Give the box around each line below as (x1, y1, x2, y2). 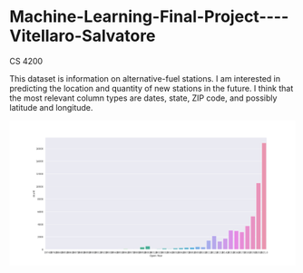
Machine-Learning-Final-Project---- (9, 6, 289, 27)
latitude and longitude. (9, 102, 93, 112)
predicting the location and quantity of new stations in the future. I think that (9, 83, 294, 93)
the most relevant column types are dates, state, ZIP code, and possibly (9, 93, 278, 103)
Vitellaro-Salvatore (9, 25, 156, 46)
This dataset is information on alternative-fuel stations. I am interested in (9, 73, 281, 83)
